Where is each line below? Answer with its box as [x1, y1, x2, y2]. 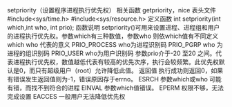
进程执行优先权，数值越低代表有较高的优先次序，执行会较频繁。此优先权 [12, 58, 219, 66]
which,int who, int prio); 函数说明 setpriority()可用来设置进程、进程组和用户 [7, 23, 220, 31]
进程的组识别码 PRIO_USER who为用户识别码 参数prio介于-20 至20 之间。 [7, 49, 216, 57]
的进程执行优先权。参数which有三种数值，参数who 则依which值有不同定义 [7, 32, 219, 40]
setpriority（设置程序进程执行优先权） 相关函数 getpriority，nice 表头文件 [7, 6, 216, 14]
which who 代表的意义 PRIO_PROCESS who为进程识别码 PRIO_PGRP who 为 [7, 41, 223, 48]
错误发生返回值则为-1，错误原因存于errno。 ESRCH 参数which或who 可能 [12, 75, 222, 83]
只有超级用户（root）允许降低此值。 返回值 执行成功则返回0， [35, 66, 211, 75]
